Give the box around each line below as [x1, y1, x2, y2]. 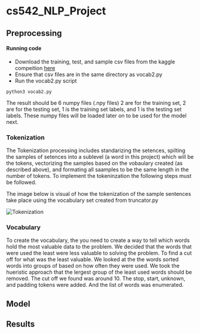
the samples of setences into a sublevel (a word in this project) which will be [6, 153, 194, 161]
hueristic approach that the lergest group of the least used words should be [6, 268, 192, 276]
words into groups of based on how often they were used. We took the [6, 262, 180, 270]
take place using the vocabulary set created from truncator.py [6, 196, 159, 204]
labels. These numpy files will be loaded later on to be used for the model [6, 112, 187, 119]
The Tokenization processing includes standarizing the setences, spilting [6, 147, 186, 154]
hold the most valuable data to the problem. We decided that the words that [6, 243, 192, 250]
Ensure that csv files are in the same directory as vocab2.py [14, 71, 163, 78]
